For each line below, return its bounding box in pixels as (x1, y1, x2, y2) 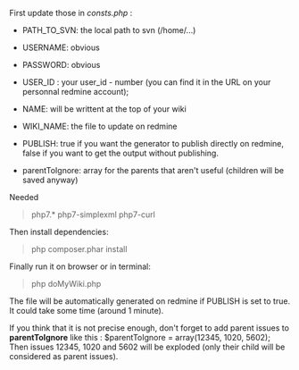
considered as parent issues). (9, 351, 119, 361)
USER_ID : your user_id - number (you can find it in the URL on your (21, 77, 271, 88)
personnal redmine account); (21, 87, 129, 97)
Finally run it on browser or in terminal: (9, 261, 152, 272)
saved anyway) (21, 174, 79, 185)
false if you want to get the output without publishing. (21, 147, 219, 158)
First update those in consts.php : (9, 8, 133, 18)
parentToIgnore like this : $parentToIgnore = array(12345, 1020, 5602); (9, 332, 270, 342)
